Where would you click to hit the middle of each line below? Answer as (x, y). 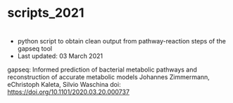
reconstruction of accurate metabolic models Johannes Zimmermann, (108, 77)
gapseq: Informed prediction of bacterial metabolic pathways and (102, 70)
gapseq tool (35, 49)
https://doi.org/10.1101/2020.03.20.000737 (69, 92)
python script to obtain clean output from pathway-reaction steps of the (122, 41)
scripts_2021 (46, 13)
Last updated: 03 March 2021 (60, 56)
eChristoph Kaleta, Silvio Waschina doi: (64, 85)
